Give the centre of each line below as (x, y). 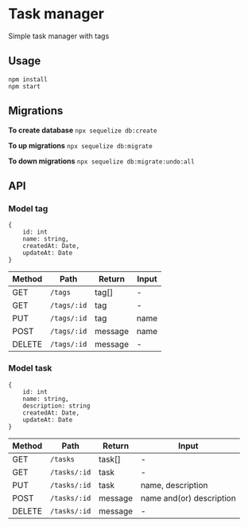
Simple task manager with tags (59, 36)
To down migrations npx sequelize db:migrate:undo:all (101, 161)
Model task (30, 368)
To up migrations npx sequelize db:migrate (80, 145)
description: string (56, 406)
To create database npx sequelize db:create (83, 130)
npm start (25, 86)
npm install (28, 79)
